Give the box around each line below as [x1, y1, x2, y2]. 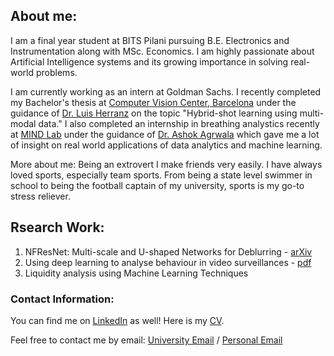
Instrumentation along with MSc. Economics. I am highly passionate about [10, 45, 315, 57]
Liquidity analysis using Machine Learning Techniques [24, 267, 249, 279]
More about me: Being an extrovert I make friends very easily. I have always [10, 158, 323, 170]
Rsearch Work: [10, 219, 105, 236]
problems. [35, 66, 78, 78]
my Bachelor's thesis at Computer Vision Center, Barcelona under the [10, 96, 297, 108]
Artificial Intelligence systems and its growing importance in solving [10, 55, 289, 68]
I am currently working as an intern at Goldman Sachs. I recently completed [10, 85, 322, 98]
